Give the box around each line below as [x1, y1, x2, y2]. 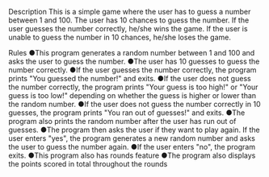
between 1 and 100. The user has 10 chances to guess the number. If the [8, 15, 250, 25]
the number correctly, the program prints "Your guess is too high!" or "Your [8, 82, 258, 92]
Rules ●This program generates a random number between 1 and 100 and [8, 48, 255, 57]
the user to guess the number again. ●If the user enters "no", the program [8, 142, 256, 151]
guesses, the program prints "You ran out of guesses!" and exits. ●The [8, 108, 246, 117]
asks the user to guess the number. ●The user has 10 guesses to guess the [8, 56, 260, 66]
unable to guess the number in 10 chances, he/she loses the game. [8, 32, 232, 42]
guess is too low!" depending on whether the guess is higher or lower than [8, 91, 257, 100]
